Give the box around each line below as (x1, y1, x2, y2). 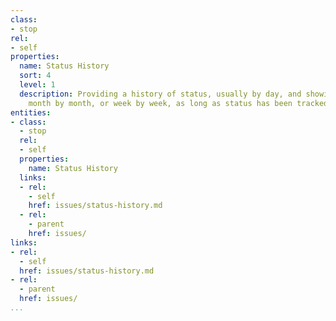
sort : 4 (19, 71, 52, 81)
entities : (10, 107, 52, 118)
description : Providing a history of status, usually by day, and (19, 89, 302, 99)
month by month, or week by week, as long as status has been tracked (28, 98, 329, 108)
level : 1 (19, 80, 56, 90)
